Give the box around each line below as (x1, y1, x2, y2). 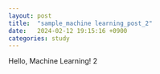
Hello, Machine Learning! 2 (8, 56, 98, 66)
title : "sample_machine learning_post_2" (8, 19, 153, 27)
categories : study (8, 34, 70, 43)
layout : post (8, 11, 52, 20)
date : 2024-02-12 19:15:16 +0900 (8, 27, 128, 35)
